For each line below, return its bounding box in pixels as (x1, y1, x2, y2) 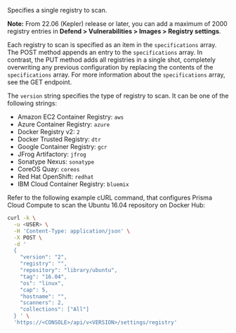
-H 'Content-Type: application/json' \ (13, 228, 131, 235)
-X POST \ (13, 234, 42, 241)
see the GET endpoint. (7, 78, 72, 86)
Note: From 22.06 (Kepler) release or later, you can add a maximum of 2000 (7, 20, 228, 27)
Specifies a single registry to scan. (7, 6, 107, 14)
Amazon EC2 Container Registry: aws (17, 112, 124, 121)
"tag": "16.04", (20, 273, 68, 280)
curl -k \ (7, 214, 37, 221)
